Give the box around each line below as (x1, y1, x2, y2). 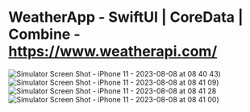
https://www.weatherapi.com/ (8, 43, 218, 60)
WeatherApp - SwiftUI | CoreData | (8, 8, 244, 27)
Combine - (8, 25, 81, 44)
